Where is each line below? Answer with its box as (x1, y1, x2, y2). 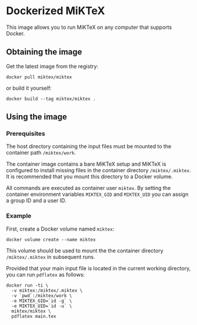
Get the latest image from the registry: (6, 63, 99, 70)
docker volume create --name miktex (6, 237, 96, 242)
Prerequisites (6, 130, 45, 138)
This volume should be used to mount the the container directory (6, 247, 163, 254)
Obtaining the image (6, 47, 82, 57)
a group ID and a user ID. (6, 197, 66, 204)
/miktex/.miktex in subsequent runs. (6, 253, 95, 260)
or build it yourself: (6, 84, 52, 91)
